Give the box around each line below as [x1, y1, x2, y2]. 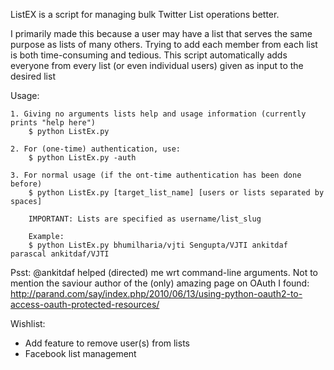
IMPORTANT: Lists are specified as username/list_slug [28, 214, 262, 224]
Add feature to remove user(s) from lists [24, 337, 190, 349]
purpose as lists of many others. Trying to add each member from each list [10, 39, 318, 50]
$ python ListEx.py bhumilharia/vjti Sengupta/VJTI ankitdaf [28, 240, 288, 250]
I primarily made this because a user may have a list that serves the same [10, 28, 313, 39]
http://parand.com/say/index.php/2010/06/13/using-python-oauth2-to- [10, 288, 303, 299]
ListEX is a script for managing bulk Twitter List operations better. [10, 9, 280, 20]
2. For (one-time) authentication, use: [10, 144, 182, 154]
